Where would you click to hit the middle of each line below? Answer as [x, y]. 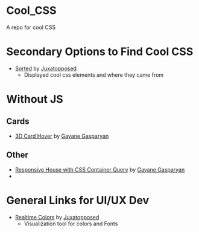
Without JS [35, 99]
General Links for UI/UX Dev [78, 200]
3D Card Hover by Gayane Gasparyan [62, 136]
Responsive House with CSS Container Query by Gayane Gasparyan [100, 169]
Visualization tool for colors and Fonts [71, 224]
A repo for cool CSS [31, 27]
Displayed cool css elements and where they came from [94, 75]
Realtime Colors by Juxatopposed [57, 217]
